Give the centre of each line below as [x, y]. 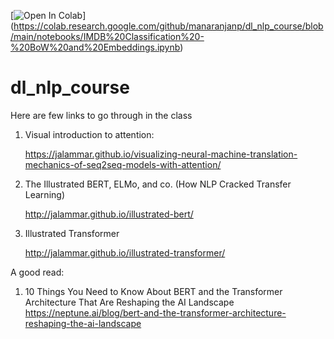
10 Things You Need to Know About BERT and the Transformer [153, 291]
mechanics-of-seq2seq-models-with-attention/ [123, 164]
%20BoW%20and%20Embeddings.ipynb [95, 47]
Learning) [44, 194]
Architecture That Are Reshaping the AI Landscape [129, 302]
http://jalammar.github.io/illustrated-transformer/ [125, 252]
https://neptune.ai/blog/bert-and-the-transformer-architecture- [155, 312]
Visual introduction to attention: [89, 134]
